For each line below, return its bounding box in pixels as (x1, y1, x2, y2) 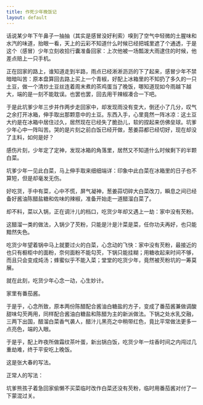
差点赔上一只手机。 (6, 55, 54, 62)
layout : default (6, 15, 47, 21)
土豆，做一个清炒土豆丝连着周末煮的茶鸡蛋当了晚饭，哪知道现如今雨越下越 (6, 82, 192, 90)
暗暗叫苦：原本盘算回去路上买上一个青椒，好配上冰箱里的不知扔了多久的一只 (6, 75, 197, 82)
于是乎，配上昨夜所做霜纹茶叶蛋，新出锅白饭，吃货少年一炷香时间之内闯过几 (6, 338, 197, 346)
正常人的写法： (6, 371, 43, 379)
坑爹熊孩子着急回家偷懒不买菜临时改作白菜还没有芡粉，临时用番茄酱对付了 (6, 384, 192, 392)
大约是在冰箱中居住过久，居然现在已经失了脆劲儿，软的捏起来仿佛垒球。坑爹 (6, 118, 197, 126)
